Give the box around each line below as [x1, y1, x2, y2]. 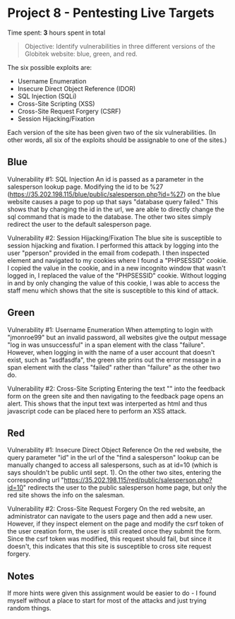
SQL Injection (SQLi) [17, 92, 77, 100]
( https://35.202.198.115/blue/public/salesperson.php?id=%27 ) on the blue [7, 189, 221, 199]
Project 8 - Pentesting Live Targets [7, 5, 215, 21]
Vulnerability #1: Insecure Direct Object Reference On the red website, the [7, 446, 222, 454]
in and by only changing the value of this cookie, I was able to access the [7, 278, 220, 287]
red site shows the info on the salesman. [7, 491, 125, 500]
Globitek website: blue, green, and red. [24, 49, 138, 58]
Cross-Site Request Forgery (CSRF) [17, 107, 121, 115]
